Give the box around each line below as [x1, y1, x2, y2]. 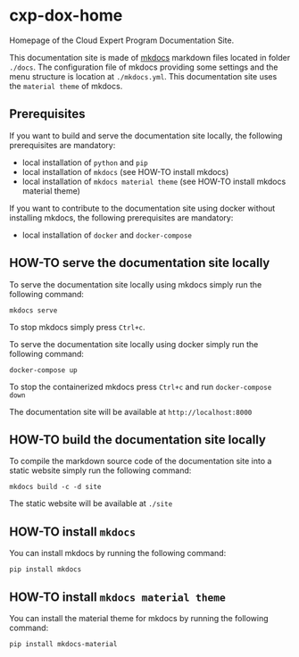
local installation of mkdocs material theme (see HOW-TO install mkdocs [21, 176, 287, 187]
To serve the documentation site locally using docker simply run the [9, 338, 259, 349]
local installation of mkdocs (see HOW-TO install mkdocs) [21, 166, 229, 177]
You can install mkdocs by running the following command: [9, 548, 227, 559]
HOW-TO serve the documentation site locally [9, 255, 270, 270]
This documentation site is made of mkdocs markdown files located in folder [9, 52, 291, 62]
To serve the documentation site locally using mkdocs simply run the [9, 279, 262, 290]
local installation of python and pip [21, 157, 149, 168]
